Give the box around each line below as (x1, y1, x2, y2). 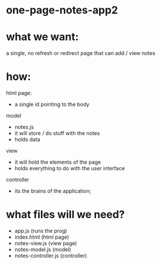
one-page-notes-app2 (6, 4, 118, 17)
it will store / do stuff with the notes (14, 130, 100, 137)
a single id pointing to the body (14, 101, 90, 108)
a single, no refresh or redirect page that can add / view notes (6, 50, 156, 57)
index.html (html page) (14, 233, 69, 240)
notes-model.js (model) (14, 246, 71, 253)
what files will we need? (6, 208, 125, 221)
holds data (14, 136, 40, 143)
